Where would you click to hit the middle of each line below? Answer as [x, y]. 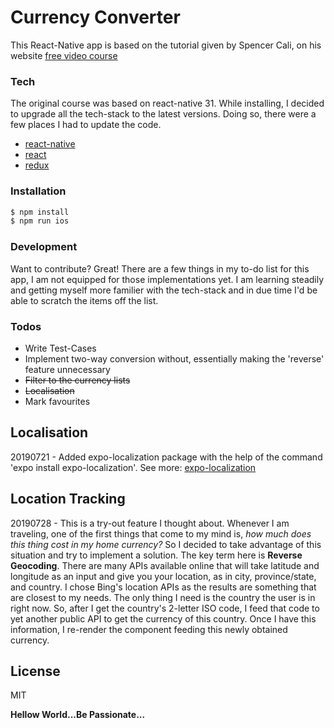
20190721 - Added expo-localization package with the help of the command [166, 457]
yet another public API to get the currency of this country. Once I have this [163, 618]
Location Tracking [68, 499]
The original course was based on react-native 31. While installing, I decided [167, 103]
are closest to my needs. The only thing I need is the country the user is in [163, 597]
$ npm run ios [40, 221]
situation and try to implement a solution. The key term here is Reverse [156, 555]
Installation [38, 191]
